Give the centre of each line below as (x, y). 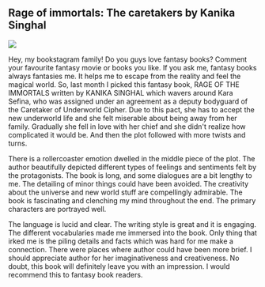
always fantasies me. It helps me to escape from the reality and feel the (125, 76)
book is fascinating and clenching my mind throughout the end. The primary (132, 200)
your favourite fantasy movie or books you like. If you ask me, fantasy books (132, 67)
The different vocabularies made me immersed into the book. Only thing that (132, 232)
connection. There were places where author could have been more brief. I (130, 249)
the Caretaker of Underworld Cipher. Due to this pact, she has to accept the (131, 109)
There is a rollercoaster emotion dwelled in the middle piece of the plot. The (132, 158)
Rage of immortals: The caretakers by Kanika (122, 13)
